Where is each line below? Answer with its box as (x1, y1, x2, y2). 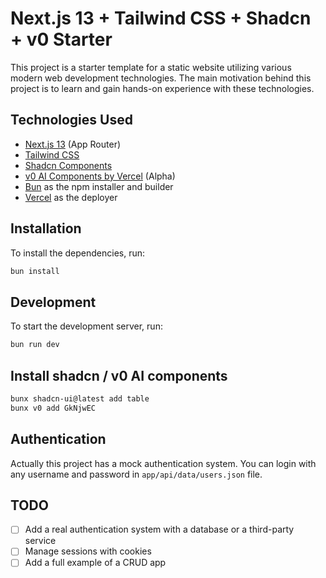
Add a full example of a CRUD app (24, 557, 167, 569)
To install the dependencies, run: (10, 247, 146, 259)
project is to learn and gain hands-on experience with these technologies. (10, 82, 315, 94)
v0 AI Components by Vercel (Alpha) (24, 170, 176, 182)
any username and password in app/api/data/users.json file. (10, 468, 263, 480)
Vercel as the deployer (24, 191, 118, 203)
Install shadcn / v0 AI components (10, 367, 228, 384)
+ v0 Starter (10, 28, 113, 51)
